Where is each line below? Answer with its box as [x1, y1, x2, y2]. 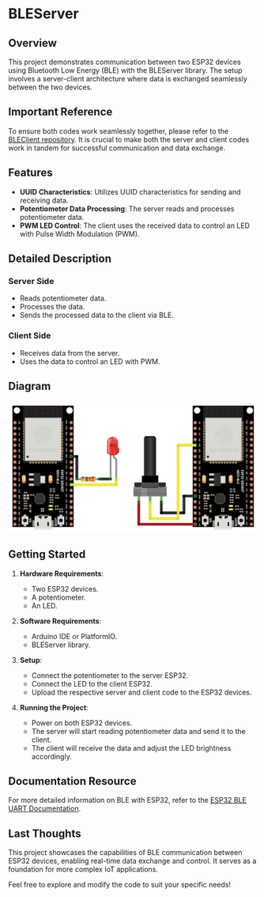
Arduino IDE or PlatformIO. [31, 631, 118, 641]
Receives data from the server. [19, 348, 120, 358]
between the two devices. [8, 82, 92, 92]
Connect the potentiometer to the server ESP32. [31, 670, 189, 680]
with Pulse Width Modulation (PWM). [19, 229, 140, 238]
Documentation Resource [8, 774, 137, 788]
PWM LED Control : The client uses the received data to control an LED [19, 221, 251, 230]
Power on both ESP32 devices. [31, 717, 133, 728]
